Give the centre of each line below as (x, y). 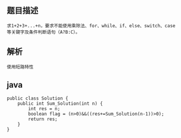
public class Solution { (38, 99)
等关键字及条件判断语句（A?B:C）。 (43, 32)
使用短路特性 (20, 67)
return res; (43, 119)
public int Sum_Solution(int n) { (60, 104)
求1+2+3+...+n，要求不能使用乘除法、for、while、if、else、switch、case (91, 25)
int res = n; (44, 109)
